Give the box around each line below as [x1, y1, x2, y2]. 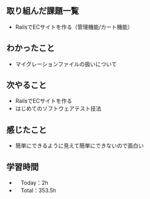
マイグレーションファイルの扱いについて [15, 60, 118, 67]
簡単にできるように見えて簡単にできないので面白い [15, 142, 144, 149]
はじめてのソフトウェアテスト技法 [15, 105, 102, 112]
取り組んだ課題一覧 [6, 6, 79, 17]
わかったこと [6, 43, 55, 53]
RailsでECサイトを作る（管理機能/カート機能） [15, 23, 133, 31]
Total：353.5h [20, 187, 56, 194]
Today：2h [20, 179, 49, 187]
